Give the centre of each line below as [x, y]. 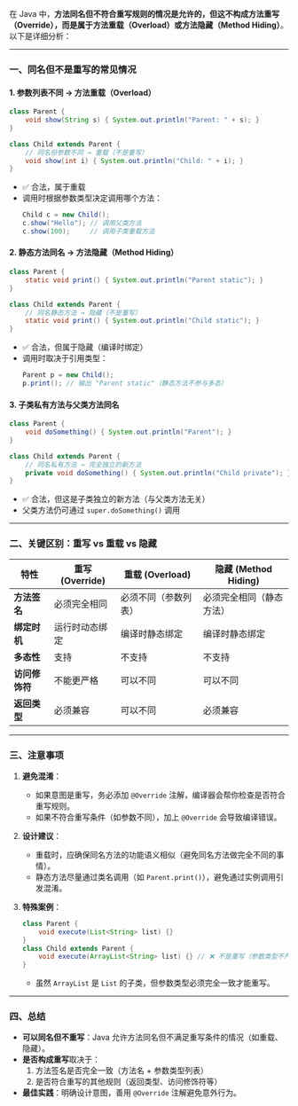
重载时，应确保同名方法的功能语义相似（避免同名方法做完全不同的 [156, 854]
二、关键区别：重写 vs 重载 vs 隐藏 [83, 544]
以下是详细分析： [40, 36]
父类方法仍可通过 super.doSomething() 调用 [101, 510]
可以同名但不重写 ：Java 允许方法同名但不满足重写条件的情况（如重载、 [153, 1038]
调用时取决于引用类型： [65, 358]
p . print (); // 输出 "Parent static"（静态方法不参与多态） [125, 384]
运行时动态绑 [81, 627]
